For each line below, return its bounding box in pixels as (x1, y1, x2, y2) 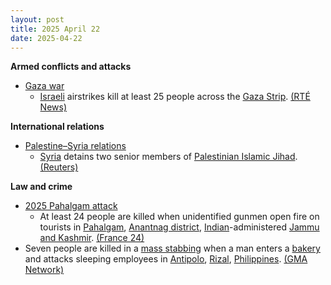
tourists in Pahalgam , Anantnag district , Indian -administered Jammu (39, 221, 320, 233)
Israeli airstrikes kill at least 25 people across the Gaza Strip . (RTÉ (39, 91, 311, 103)
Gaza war (24, 80, 65, 92)
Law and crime (10, 181, 73, 193)
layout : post (10, 14, 65, 25)
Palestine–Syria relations (24, 140, 127, 152)
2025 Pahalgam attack (24, 200, 118, 212)
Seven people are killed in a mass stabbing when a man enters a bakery (24, 242, 321, 255)
